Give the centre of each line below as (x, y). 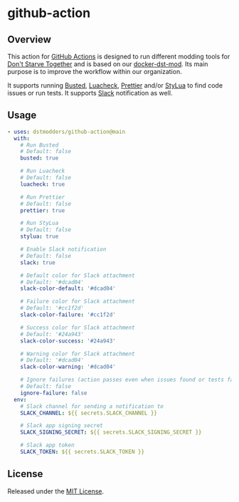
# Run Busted (39, 145)
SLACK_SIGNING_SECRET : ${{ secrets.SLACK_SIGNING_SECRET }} (111, 432)
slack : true (38, 262)
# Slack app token (47, 445)
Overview (30, 40)
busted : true (39, 158)
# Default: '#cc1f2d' (52, 308)
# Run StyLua (39, 223)
